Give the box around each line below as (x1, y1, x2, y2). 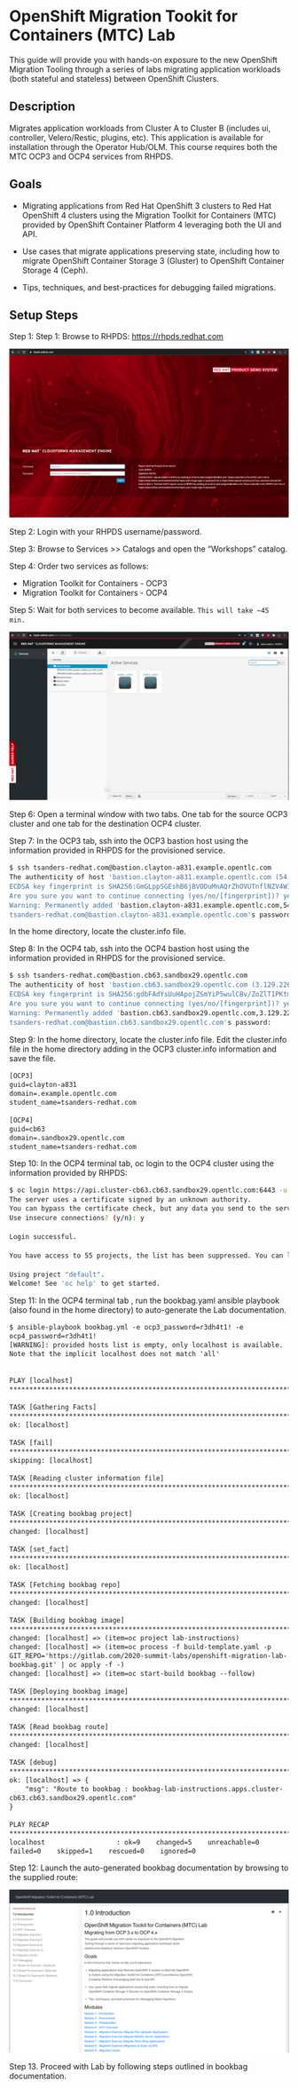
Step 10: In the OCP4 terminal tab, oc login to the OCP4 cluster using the (9, 1157, 275, 1169)
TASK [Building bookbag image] (9, 1616, 125, 1625)
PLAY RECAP (9, 1821, 50, 1830)
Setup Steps (9, 307, 78, 322)
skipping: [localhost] (9, 1457, 93, 1465)
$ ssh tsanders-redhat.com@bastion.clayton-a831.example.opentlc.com (9, 863, 272, 872)
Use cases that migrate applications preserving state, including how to (21, 246, 280, 257)
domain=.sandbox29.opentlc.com (9, 1133, 125, 1142)
